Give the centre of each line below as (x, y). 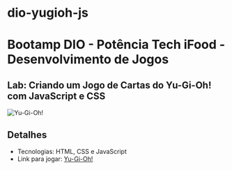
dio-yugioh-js (48, 13)
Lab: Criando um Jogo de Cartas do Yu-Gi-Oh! (109, 85)
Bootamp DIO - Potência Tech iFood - (116, 45)
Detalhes (27, 135)
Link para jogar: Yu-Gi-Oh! (55, 159)
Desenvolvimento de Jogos (88, 60)
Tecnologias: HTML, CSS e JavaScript (72, 152)
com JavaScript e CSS (56, 96)
